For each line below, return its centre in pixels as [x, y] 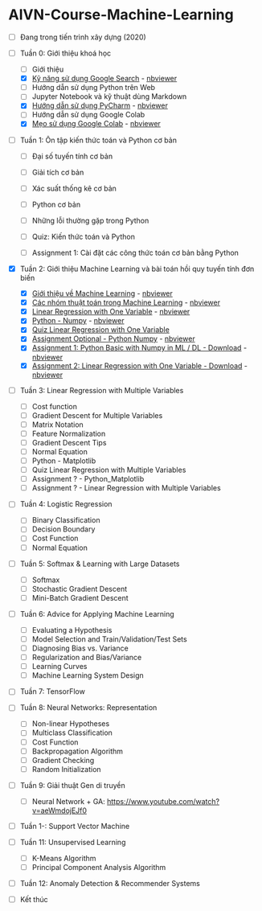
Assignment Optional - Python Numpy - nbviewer [113, 339]
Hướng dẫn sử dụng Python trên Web [93, 88]
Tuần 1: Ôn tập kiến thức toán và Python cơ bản [98, 140]
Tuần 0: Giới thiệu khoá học [65, 53]
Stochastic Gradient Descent [79, 589]
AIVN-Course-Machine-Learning [121, 15]
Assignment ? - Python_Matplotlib [88, 479]
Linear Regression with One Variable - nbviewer [111, 312]
